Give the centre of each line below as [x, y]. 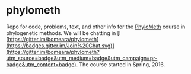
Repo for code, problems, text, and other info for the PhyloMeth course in [96, 27]
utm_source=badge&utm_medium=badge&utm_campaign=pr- [82, 58]
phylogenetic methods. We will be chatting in [61, 33]
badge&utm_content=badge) [41, 64]
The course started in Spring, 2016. [122, 64]
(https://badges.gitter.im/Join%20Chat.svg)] [60, 46]
